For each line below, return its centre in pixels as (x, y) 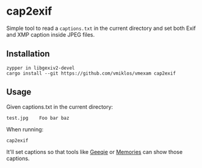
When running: (25, 129)
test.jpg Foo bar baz (38, 118)
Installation (28, 54)
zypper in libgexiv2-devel (41, 68)
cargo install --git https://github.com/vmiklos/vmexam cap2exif (91, 73)
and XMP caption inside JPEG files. (51, 34)
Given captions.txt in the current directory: (60, 107)
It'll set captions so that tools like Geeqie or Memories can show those (95, 152)
